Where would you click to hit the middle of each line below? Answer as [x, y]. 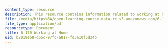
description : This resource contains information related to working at [82, 14]
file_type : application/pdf [34, 24]
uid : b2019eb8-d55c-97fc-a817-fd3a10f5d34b [51, 38]
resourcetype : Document [30, 28]
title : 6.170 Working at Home [37, 33]
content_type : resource [30, 10]
